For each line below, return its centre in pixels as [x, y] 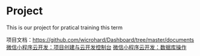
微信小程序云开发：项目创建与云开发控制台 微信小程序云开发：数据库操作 [96, 47]
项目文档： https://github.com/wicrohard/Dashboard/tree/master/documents [100, 39]
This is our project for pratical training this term [65, 27]
